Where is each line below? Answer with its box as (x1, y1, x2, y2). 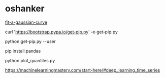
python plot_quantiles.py (5, 57, 55, 63)
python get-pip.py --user (5, 38, 56, 44)
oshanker (5, 3, 45, 14)
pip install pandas (5, 48, 41, 54)
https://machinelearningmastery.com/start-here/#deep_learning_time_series (5, 67, 160, 73)
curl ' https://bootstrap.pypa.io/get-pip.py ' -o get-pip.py (5, 29, 118, 35)
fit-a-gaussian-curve (5, 19, 48, 25)
